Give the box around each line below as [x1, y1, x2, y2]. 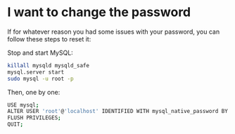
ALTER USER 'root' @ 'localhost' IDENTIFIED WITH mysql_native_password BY [7, 108, 229, 115]
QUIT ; [7, 121, 23, 128]
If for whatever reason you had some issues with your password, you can [7, 27, 220, 36]
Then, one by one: [7, 88, 61, 96]
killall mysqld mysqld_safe [7, 62, 90, 69]
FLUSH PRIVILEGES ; [7, 114, 61, 121]
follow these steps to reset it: [7, 34, 91, 43]
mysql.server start [7, 68, 65, 76]
